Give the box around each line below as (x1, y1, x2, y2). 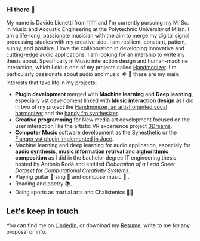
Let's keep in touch (6, 206, 79, 216)
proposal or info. (6, 228, 47, 236)
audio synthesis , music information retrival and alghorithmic (14, 148, 169, 155)
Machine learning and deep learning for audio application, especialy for (14, 142, 191, 149)
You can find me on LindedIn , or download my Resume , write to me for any (6, 222, 190, 229)
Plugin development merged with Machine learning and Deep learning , (14, 91, 193, 98)
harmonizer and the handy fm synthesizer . (14, 110, 119, 117)
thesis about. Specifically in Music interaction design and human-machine (6, 57, 188, 65)
